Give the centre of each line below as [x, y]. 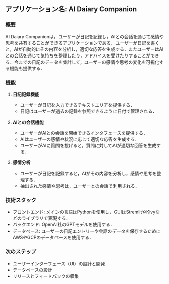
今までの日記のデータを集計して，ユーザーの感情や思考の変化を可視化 [87, 62]
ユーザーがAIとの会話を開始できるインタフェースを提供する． [84, 133]
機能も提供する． [27, 68]
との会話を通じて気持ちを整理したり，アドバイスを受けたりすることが [78, 55]
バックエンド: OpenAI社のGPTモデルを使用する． [64, 225]
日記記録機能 [26, 94]
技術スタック [21, 200]
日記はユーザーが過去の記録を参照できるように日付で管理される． [89, 111]
